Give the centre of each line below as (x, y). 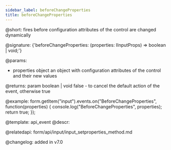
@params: (16, 60)
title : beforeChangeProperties (39, 15)
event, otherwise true (28, 91)
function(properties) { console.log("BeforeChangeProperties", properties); (84, 106)
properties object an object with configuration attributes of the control (87, 70)
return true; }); (21, 112)
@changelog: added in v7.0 (34, 142)
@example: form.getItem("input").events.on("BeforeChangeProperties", (81, 101)
